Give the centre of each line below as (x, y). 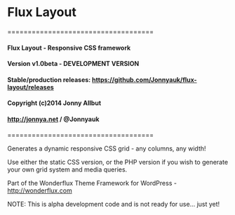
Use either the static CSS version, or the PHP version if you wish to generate (118, 162)
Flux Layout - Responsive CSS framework (69, 48)
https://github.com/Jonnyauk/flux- (145, 79)
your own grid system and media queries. (67, 169)
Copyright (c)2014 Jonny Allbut (54, 103)
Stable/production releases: (49, 79)
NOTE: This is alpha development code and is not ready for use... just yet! (114, 204)
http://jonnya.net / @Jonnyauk (53, 119)
